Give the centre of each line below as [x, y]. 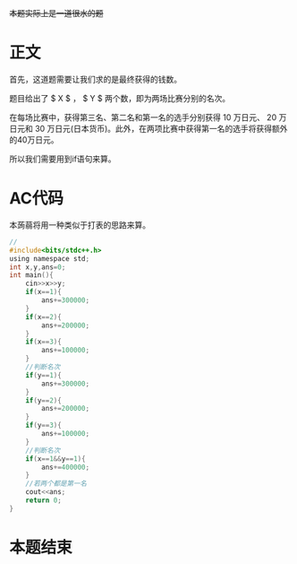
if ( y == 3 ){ [44, 425]
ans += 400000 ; [66, 467]
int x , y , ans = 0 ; [38, 267]
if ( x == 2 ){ [44, 317]
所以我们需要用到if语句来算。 [63, 159]
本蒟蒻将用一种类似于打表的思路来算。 [80, 225]
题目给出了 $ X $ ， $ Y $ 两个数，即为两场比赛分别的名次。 [120, 98]
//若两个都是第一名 [56, 484]
